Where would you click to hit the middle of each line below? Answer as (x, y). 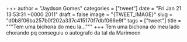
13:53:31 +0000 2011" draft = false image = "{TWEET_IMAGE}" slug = (89, 14)
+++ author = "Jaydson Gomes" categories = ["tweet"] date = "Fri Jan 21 (94, 8)
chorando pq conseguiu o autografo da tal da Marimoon (74, 33)
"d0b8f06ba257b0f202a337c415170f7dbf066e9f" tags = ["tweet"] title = (94, 20)
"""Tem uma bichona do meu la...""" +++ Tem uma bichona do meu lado (93, 26)
